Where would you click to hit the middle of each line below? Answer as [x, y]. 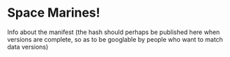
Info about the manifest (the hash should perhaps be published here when [114, 32]
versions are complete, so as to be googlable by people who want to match [115, 39]
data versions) [28, 47]
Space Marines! [54, 13]
